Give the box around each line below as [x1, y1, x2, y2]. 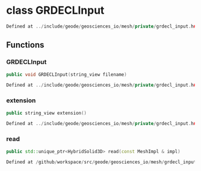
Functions [6, 40, 45, 50]
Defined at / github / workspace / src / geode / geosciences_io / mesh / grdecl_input [6, 159, 197, 165]
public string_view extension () [6, 110, 87, 116]
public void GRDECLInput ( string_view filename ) [6, 71, 127, 78]
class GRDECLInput [6, 4, 105, 17]
